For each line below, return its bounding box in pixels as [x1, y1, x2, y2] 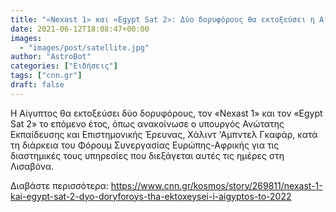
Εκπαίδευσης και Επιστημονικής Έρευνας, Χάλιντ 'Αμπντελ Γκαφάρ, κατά [10, 128, 318, 140]
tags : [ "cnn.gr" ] [10, 71, 83, 81]
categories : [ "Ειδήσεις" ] [10, 61, 118, 71]
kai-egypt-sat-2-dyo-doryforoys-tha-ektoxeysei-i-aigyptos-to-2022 [10, 190, 292, 202]
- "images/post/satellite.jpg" [19, 42, 150, 53]
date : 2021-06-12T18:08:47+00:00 [10, 24, 150, 34]
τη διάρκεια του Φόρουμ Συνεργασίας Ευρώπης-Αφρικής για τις [10, 139, 280, 151]
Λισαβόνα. [10, 160, 55, 172]
